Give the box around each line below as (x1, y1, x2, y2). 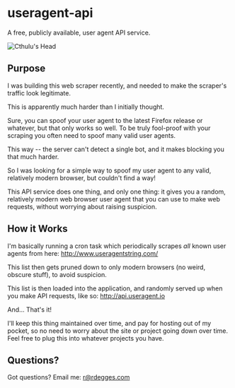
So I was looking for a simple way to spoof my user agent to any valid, (7, 166, 212, 175)
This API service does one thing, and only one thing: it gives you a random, (7, 187, 227, 196)
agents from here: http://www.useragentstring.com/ (7, 249, 159, 257)
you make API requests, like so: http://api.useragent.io (7, 291, 165, 300)
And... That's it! (7, 305, 52, 314)
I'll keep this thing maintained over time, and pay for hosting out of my (7, 319, 212, 327)
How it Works (7, 223, 68, 235)
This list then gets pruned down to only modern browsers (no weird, (7, 263, 206, 271)
